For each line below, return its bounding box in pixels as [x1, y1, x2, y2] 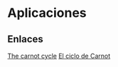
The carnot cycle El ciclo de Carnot [7, 51, 111, 60]
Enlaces [7, 33, 44, 45]
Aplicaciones [7, 5, 87, 21]
